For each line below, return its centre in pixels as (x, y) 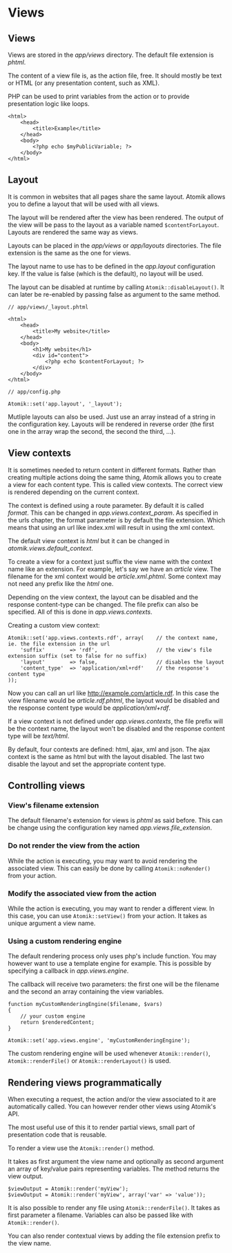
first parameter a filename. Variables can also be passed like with (100, 1215)
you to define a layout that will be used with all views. (84, 204)
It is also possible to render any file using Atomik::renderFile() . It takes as (114, 1208)
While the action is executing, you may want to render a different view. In (111, 908)
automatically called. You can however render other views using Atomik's (112, 1107)
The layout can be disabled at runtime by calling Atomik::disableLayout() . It (116, 287)
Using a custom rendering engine (65, 941)
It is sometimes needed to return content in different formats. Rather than (112, 470)
